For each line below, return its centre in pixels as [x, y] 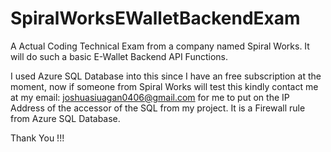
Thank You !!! [37, 138]
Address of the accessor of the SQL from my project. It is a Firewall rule [158, 108]
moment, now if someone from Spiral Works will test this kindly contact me [164, 86]
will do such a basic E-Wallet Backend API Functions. [119, 56]
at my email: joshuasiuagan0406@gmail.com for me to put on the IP [150, 97]
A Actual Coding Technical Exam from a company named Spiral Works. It [160, 46]
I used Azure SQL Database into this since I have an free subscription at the [166, 76]
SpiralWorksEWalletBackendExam [155, 18]
